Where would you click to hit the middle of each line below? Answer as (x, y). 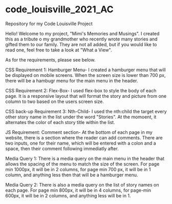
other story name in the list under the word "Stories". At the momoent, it (81, 117)
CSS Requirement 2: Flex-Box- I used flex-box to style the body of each (81, 90)
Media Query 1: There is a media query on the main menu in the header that (85, 158)
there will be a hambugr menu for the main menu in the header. (72, 80)
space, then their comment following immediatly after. (62, 148)
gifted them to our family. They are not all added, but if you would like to (81, 44)
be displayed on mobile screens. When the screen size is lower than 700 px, (85, 75)
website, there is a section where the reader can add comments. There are (84, 137)
